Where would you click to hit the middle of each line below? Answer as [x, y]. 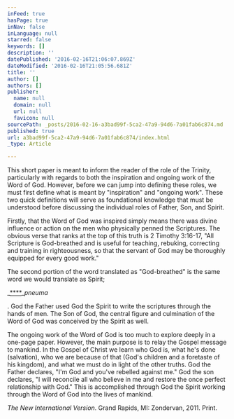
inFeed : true [26, 14]
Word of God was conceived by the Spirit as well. [78, 321]
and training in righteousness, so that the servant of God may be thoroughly [116, 251]
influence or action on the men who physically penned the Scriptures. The [114, 228]
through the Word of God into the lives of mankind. [80, 394]
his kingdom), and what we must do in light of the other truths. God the [109, 364]
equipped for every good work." [53, 258]
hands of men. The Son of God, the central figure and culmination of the [111, 314]
